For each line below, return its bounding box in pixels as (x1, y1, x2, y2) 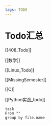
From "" (5, 111, 21, 116)
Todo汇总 (5, 30, 44, 41)
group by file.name (5, 115, 45, 120)
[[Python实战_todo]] (5, 96, 46, 102)
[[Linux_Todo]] (5, 67, 34, 73)
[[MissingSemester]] (5, 76, 47, 82)
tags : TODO (5, 7, 27, 12)
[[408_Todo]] (5, 47, 32, 53)
